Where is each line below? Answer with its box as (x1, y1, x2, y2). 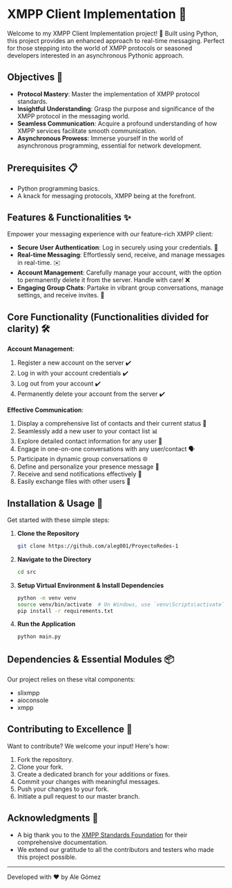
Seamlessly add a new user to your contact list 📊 (17, 427, 158, 435)
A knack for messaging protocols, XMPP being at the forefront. (17, 191, 197, 200)
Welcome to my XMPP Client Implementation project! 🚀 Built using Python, (7, 29, 219, 37)
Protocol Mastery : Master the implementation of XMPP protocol (17, 89, 200, 98)
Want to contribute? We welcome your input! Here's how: (7, 742, 170, 750)
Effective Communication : (7, 406, 84, 415)
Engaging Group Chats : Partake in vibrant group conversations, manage (17, 284, 224, 292)
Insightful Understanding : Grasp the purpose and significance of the (17, 104, 215, 113)
